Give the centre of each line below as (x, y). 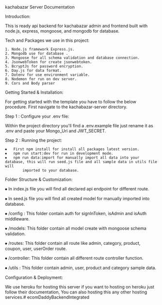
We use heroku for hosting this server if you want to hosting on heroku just (80, 287)
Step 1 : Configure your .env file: (37, 116)
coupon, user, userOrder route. (36, 249)
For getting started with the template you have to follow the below (71, 102)
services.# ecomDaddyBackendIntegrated (47, 297)
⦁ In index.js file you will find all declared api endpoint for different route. (77, 189)
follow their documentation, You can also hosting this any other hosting (76, 292)
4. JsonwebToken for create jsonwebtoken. (49, 62)
